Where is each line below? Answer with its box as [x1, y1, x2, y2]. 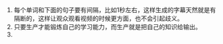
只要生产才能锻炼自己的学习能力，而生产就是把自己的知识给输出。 [13, 23, 202, 30]
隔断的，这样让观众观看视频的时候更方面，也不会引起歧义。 [13, 14, 184, 22]
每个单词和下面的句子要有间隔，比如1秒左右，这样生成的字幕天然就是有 [13, 6, 216, 14]
